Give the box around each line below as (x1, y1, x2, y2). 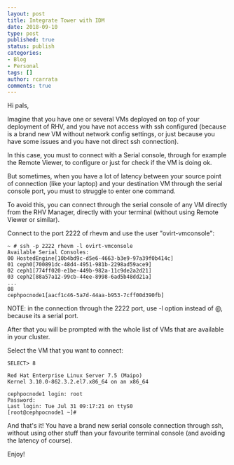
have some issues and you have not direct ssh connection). (7, 138, 179, 146)
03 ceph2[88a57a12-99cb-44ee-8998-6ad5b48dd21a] (7, 273, 152, 281)
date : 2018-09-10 (7, 23, 58, 30)
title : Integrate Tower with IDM (7, 17, 105, 24)
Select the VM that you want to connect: (7, 346, 124, 355)
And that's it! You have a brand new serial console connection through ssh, (7, 421, 224, 430)
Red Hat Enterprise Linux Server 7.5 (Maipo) (7, 372, 142, 379)
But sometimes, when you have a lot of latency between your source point (7, 172, 222, 181)
